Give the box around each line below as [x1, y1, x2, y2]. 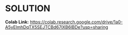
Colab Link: [5, 19, 29, 25]
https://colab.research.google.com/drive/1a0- [30, 19, 123, 25]
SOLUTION [5, 3, 50, 14]
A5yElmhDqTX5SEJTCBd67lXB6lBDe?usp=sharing [5, 24, 109, 30]
